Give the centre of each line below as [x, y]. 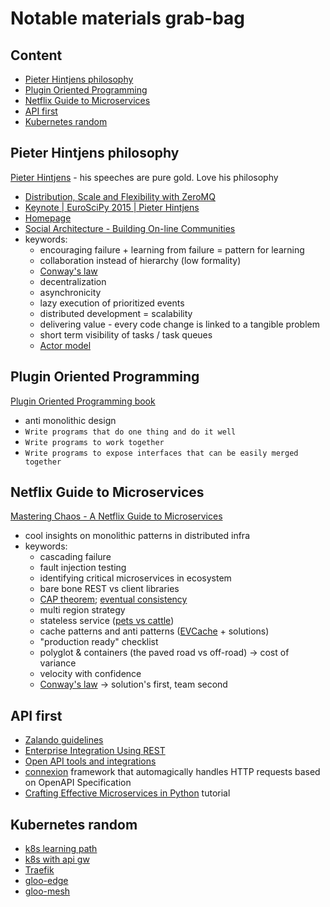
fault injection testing [83, 568]
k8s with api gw [57, 859]
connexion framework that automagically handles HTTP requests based [172, 772]
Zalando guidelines [64, 740]
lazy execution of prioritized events [112, 303]
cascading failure [75, 557]
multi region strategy [82, 610]
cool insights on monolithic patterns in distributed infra [137, 536]
